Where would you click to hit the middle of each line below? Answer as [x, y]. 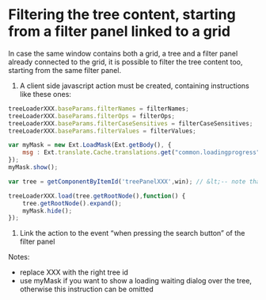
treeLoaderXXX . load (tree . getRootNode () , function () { [97, 196]
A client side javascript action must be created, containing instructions [134, 86]
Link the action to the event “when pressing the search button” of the [132, 233]
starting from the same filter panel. [65, 70]
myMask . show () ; [33, 167]
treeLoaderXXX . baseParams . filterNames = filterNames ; [99, 109]
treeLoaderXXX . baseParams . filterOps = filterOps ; [92, 116]
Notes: [19, 257]
